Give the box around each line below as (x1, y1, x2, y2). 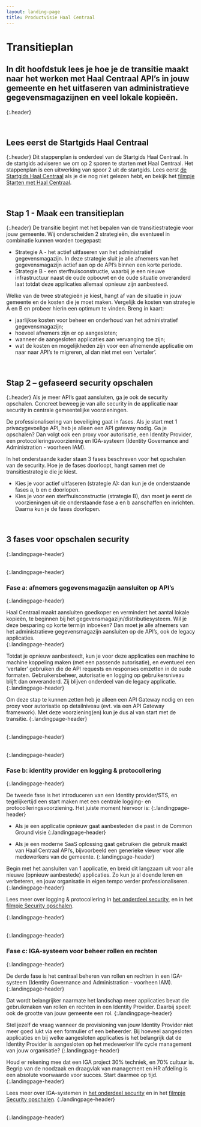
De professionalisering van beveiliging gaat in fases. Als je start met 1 (6, 418, 178, 425)
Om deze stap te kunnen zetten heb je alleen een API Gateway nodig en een (6, 696, 194, 703)
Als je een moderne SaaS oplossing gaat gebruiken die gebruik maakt (14, 841, 187, 848)
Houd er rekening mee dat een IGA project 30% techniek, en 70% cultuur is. (6, 1058, 194, 1066)
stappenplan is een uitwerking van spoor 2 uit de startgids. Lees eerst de (6, 166, 187, 173)
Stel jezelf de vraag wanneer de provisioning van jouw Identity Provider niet (6, 1021, 193, 1028)
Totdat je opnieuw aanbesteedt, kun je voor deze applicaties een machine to (6, 652, 195, 659)
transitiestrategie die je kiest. (6, 468, 78, 475)
